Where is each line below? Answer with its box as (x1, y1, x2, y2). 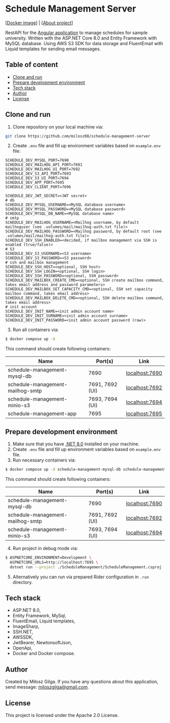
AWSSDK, (12, 634, 33, 640)
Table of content (5, 60, 58, 69)
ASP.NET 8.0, (12, 607, 41, 613)
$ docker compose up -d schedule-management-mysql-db (5, 467, 121, 472)
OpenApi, (12, 645, 33, 651)
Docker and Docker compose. (12, 650, 75, 656)
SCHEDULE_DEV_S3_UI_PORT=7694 (5, 176, 69, 181)
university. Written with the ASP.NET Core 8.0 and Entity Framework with (5, 35, 157, 41)
